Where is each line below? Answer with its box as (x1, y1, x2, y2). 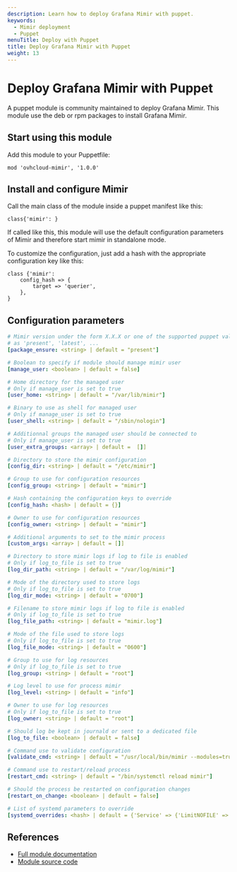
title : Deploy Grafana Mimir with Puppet (7, 43, 131, 50)
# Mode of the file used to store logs (7, 631, 125, 638)
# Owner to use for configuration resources (7, 514, 140, 521)
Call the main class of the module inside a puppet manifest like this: (7, 202, 203, 211)
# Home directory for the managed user (7, 378, 125, 385)
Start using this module (7, 132, 112, 144)
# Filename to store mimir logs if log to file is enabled (7, 605, 185, 612)
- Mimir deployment (13, 23, 71, 30)
